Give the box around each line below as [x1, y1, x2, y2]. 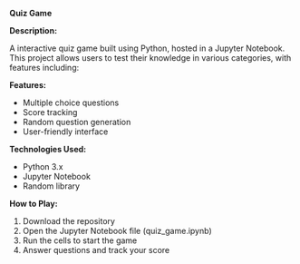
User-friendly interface [22, 126, 109, 137]
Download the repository [22, 216, 116, 226]
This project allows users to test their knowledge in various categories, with [9, 53, 292, 63]
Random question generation [22, 117, 131, 127]
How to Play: [9, 199, 58, 209]
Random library [22, 181, 80, 191]
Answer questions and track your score [22, 245, 170, 255]
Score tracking [22, 107, 78, 117]
